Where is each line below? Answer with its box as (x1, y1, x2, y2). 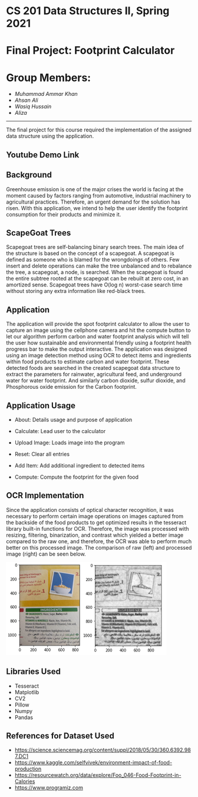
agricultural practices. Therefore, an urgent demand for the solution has (6, 198, 181, 205)
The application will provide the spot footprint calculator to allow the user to (6, 321, 190, 328)
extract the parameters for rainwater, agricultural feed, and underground (6, 371, 181, 378)
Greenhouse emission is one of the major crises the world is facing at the (6, 185, 184, 193)
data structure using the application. (6, 133, 94, 140)
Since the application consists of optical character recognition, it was (6, 506, 174, 513)
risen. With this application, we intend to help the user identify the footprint (6, 204, 188, 211)
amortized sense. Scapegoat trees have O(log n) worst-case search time (6, 281, 183, 288)
